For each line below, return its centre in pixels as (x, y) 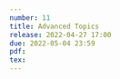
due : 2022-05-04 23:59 (52, 43)
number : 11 (30, 18)
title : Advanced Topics (55, 26)
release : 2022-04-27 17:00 (60, 35)
